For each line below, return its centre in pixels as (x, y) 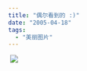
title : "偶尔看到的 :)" (44, 15)
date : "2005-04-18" (40, 23)
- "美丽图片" (34, 37)
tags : (17, 30)
